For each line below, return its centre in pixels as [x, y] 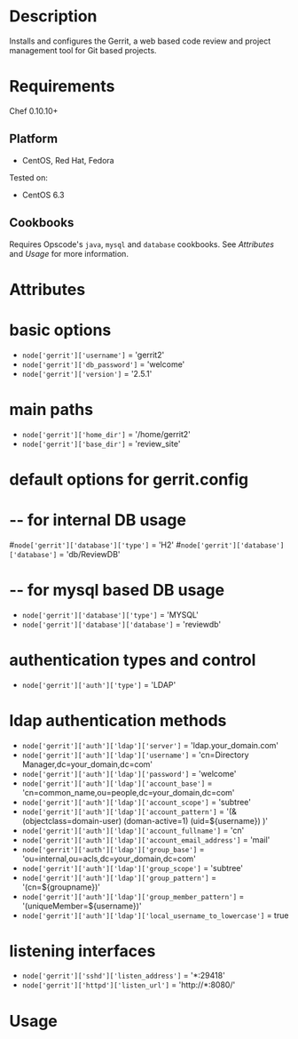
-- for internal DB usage [98, 519]
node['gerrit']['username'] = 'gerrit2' [93, 355]
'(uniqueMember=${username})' [82, 906]
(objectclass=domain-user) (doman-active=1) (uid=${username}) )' [145, 820]
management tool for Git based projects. [83, 50]
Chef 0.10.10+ [34, 111]
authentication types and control [133, 660]
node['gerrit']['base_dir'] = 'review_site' [101, 444]
